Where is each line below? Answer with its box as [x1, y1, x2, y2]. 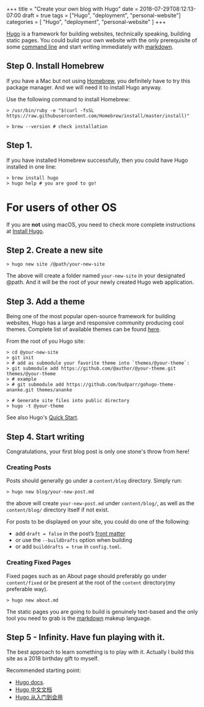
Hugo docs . [15, 679, 45, 686]
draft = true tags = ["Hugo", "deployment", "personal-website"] [22, 12, 181, 19]
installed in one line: [6, 162, 57, 170]
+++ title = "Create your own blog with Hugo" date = [6, 6, 139, 12]
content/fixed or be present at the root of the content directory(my [6, 579, 176, 586]
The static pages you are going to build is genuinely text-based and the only [6, 608, 199, 615]
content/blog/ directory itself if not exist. [6, 506, 109, 514]
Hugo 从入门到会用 [15, 694, 63, 701]
